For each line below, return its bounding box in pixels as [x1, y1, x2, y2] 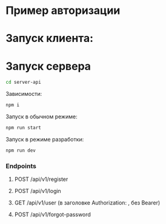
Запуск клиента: [5, 32, 94, 46]
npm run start [5, 125, 42, 131]
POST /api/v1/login [14, 188, 61, 195]
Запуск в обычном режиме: [5, 113, 78, 120]
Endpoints [5, 161, 37, 170]
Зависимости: [5, 90, 42, 98]
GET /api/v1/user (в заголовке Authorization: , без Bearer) [14, 199, 161, 206]
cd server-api [5, 80, 42, 86]
